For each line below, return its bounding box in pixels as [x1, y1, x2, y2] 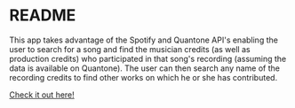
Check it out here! [9, 89, 76, 100]
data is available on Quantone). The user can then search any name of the [9, 63, 280, 73]
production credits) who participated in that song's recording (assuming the [9, 53, 287, 64]
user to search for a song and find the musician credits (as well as [9, 43, 251, 54]
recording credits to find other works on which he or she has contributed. [9, 72, 278, 82]
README [9, 5, 76, 26]
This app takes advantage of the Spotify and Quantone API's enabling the [9, 35, 278, 45]
